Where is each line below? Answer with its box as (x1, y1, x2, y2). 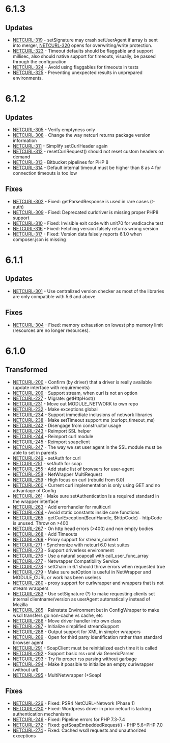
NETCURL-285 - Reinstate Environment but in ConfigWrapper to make (12, 607, 159, 613)
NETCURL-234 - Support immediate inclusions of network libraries (12, 412, 153, 418)
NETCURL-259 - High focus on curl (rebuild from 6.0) (12, 476, 125, 483)
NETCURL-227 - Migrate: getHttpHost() (12, 395, 96, 401)
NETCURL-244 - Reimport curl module (12, 433, 94, 439)
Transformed (5, 366, 48, 374)
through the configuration (12, 59, 67, 64)
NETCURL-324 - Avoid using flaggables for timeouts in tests (12, 64, 139, 70)
